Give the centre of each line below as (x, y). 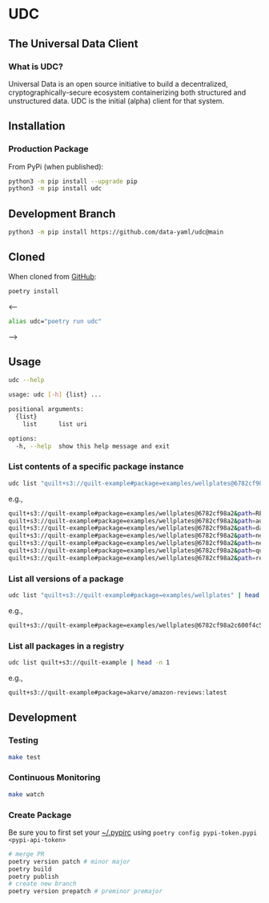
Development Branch (62, 214)
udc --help (26, 380)
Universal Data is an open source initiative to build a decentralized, (118, 83)
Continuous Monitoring (54, 778)
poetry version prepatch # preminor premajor (85, 892)
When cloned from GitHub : (52, 276)
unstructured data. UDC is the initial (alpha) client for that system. (116, 100)
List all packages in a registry (66, 645)
